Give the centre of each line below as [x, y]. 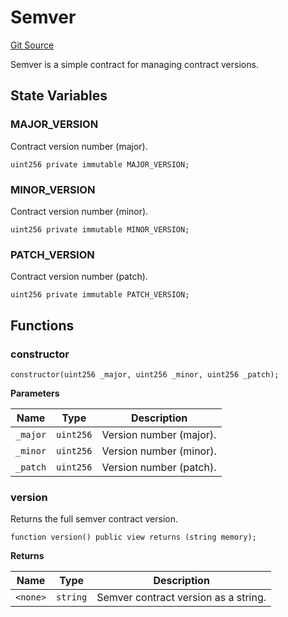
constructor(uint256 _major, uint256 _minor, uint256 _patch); [145, 374]
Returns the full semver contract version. [94, 519]
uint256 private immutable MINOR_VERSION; [100, 229]
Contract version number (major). [79, 146]
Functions [42, 325]
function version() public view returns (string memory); [133, 537]
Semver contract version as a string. [181, 598]
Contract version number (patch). [79, 277]
